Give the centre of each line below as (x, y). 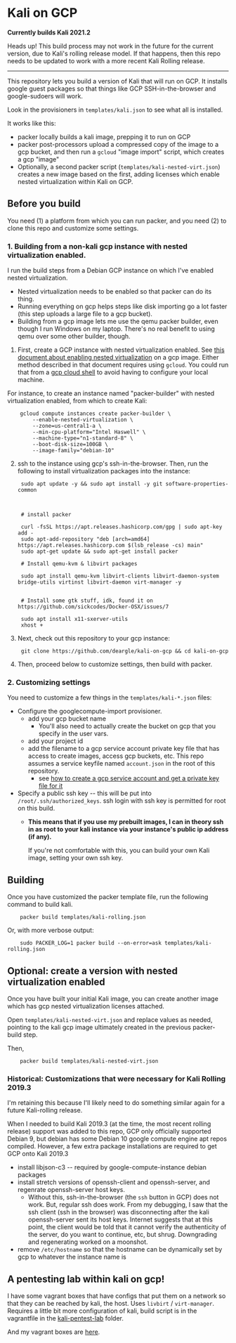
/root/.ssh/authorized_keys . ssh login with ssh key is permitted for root (122, 801)
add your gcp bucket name (67, 719)
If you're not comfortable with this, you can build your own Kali (119, 851)
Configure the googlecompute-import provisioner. (90, 712)
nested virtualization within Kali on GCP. (75, 181)
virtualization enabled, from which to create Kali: (77, 401)
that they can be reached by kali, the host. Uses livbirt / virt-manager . (111, 1304)
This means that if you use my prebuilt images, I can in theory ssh (126, 822)
